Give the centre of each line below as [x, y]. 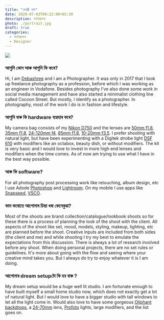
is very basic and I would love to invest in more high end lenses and [73, 149]
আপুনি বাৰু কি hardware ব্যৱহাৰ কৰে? [39, 117]
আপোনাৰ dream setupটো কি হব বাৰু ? [41, 276]
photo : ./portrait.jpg [28, 23]
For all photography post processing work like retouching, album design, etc [82, 182]
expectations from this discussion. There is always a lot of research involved [82, 242]
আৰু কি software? [24, 172]
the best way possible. [28, 159]
